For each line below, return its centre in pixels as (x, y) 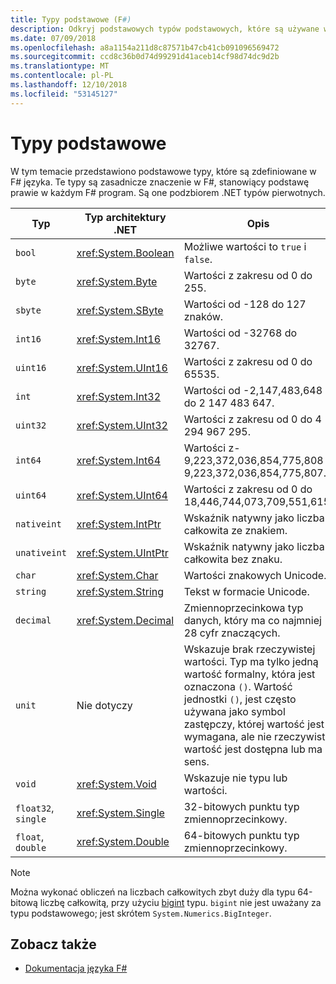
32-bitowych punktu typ (241, 806)
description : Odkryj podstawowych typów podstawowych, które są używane (165, 29)
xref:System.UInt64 (122, 495)
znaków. (203, 316)
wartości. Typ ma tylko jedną (251, 661)
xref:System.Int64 (119, 460)
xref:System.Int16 (119, 339)
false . (198, 259)
